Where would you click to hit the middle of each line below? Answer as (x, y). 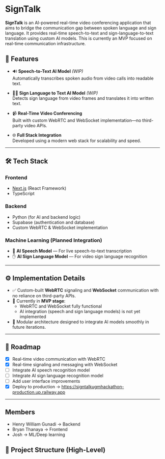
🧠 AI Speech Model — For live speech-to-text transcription (72, 251)
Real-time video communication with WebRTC (59, 359)
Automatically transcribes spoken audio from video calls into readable (83, 78)
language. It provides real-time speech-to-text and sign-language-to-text (79, 33)
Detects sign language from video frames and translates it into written (83, 98)
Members (20, 412)
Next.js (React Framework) (39, 188)
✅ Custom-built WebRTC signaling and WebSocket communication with (85, 290)
